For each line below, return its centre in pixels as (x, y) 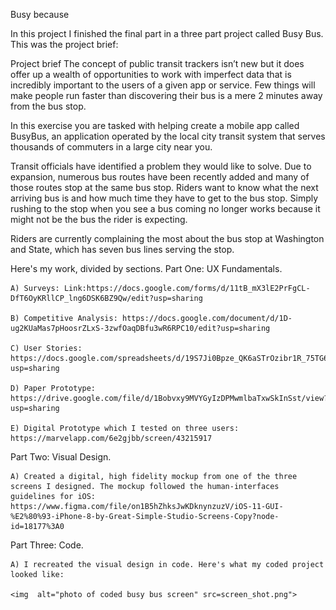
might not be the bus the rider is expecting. (99, 219)
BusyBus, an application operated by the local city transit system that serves (168, 136)
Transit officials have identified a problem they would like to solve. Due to (161, 166)
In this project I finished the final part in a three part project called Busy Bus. (167, 33)
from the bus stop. (48, 106)
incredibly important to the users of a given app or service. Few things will (163, 85)
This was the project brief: (64, 44)
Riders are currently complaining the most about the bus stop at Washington (167, 238)
